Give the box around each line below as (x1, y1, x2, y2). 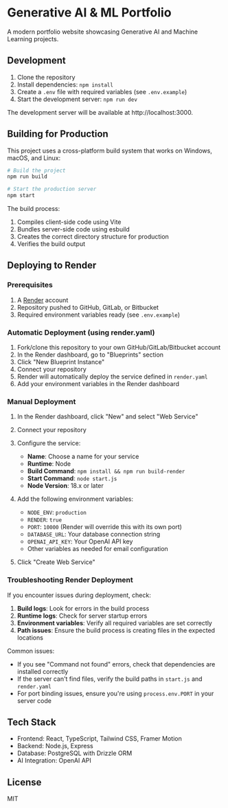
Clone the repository (16, 73, 76, 81)
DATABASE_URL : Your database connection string (27, 530, 161, 539)
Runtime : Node (27, 460, 71, 468)
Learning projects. (7, 34, 59, 43)
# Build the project (7, 167, 67, 174)
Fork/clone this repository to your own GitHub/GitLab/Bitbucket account (16, 344, 221, 352)
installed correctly (16, 667, 69, 675)
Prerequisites (7, 280, 53, 290)
